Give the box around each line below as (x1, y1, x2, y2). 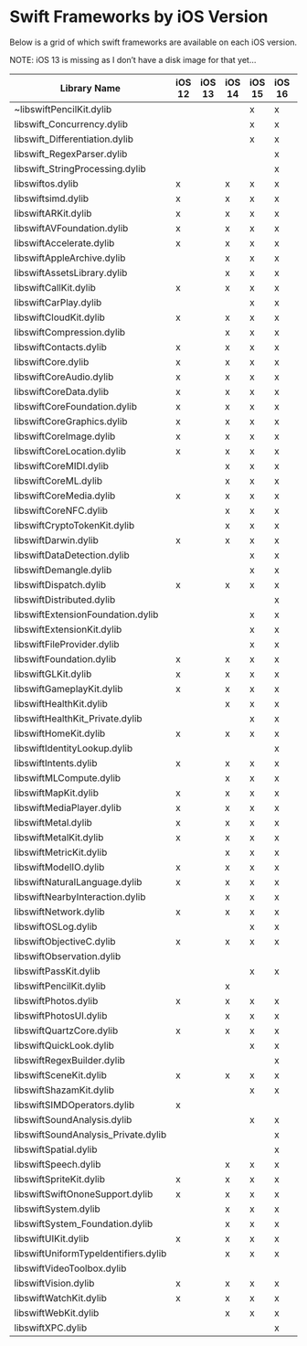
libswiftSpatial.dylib (14, 1143, 98, 1156)
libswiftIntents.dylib (14, 756, 98, 769)
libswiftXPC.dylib (14, 1321, 88, 1334)
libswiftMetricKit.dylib (14, 846, 108, 859)
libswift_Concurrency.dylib (14, 117, 128, 130)
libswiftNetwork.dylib (14, 905, 105, 918)
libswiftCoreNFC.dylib (14, 504, 108, 517)
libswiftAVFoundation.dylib (14, 221, 129, 234)
